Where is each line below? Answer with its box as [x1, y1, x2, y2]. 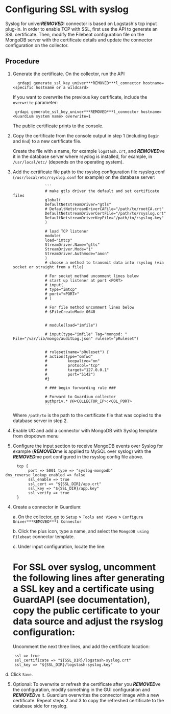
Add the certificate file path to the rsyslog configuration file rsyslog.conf [12, 169, 165, 175]
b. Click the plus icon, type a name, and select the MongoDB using [12, 528, 149, 534]
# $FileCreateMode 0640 [45, 309, 95, 314]
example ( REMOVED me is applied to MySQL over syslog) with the [12, 448, 152, 454]
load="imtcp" [45, 238, 72, 243]
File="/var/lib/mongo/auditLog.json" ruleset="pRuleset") [12, 336, 139, 341]
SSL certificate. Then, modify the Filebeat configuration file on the [5, 31, 144, 37]
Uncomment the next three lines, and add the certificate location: [12, 643, 150, 650]
